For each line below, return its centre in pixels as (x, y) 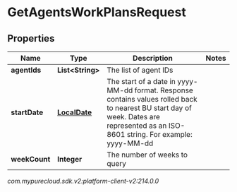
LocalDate (75, 112)
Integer (70, 159)
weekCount (31, 159)
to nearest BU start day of (149, 108)
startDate (27, 112)
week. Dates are (133, 117)
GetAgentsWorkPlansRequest (97, 12)
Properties (31, 38)
